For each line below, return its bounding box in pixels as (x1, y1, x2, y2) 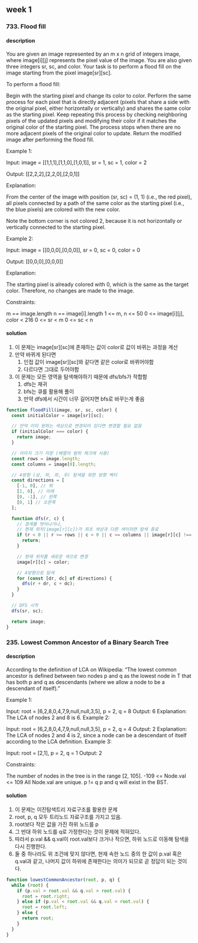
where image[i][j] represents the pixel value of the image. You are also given (6, 56, 192, 64)
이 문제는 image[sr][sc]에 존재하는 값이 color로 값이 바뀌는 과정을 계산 (14, 343, 178, 350)
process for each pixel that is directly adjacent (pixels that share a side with (6, 98, 190, 105)
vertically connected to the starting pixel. (6, 223, 106, 230)
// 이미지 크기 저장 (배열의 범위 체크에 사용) (11, 450, 110, 456)
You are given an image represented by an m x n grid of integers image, (6, 50, 181, 57)
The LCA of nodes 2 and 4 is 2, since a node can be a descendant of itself (6, 731, 187, 739)
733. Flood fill (6, 22, 46, 31)
